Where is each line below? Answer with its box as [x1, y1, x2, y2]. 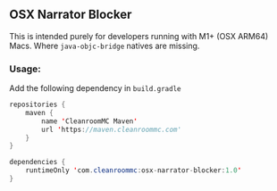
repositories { [9, 100, 66, 110]
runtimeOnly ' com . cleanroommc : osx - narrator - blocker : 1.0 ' [25, 166, 242, 175]
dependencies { [9, 158, 66, 167]
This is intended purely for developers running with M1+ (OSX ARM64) [9, 30, 269, 41]
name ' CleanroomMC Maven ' [41, 116, 138, 126]
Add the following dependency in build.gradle [9, 83, 181, 94]
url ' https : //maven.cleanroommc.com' [41, 125, 181, 134]
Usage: [9, 62, 42, 75]
